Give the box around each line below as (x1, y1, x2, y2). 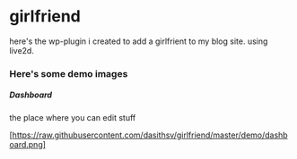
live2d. (9, 45, 34, 55)
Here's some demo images (9, 67, 128, 79)
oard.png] (9, 138, 47, 149)
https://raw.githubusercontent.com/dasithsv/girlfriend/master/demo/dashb (12, 130, 289, 140)
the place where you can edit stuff (9, 112, 136, 122)
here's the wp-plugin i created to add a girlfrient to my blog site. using (9, 36, 268, 46)
